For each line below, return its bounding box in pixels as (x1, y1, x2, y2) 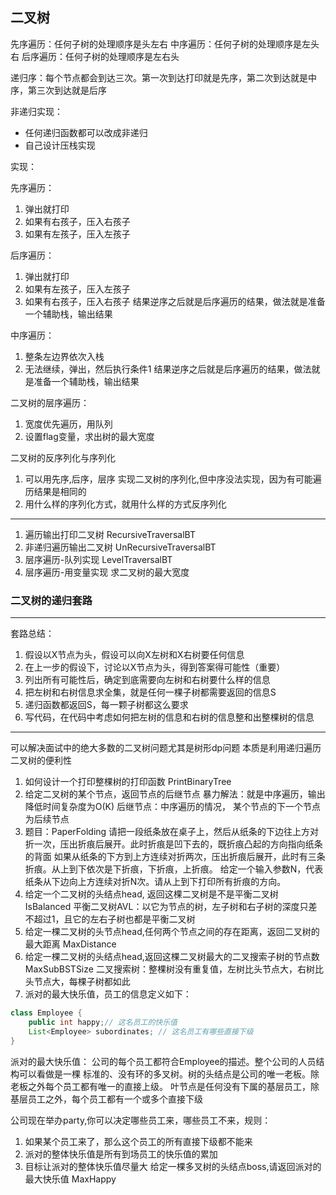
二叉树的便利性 (10, 754, 72, 767)
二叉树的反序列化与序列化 (10, 451, 116, 463)
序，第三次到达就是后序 (10, 84, 107, 96)
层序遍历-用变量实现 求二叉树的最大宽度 (24, 566, 190, 578)
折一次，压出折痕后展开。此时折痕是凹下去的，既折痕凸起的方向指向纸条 (24, 838, 323, 850)
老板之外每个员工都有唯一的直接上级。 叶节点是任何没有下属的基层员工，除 (10, 1080, 320, 1092)
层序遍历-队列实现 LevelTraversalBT (24, 553, 173, 565)
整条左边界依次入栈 (24, 350, 105, 362)
